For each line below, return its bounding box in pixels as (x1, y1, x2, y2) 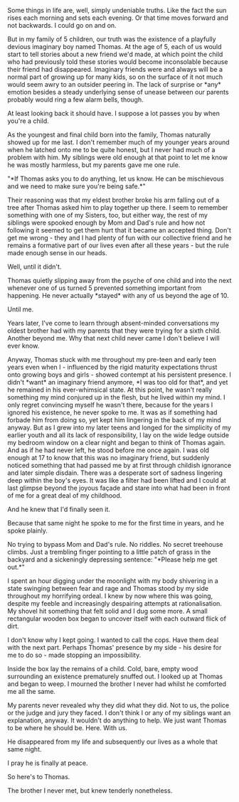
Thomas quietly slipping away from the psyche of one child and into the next (7, 277, 232, 284)
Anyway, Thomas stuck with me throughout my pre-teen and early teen (7, 355, 217, 363)
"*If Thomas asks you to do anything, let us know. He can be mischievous (7, 174, 224, 183)
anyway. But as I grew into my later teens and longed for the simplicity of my (7, 423, 231, 432)
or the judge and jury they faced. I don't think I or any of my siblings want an (7, 709, 231, 717)
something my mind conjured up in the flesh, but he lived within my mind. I (7, 393, 225, 401)
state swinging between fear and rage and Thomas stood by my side (7, 584, 208, 592)
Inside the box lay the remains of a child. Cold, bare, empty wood (7, 665, 198, 673)
